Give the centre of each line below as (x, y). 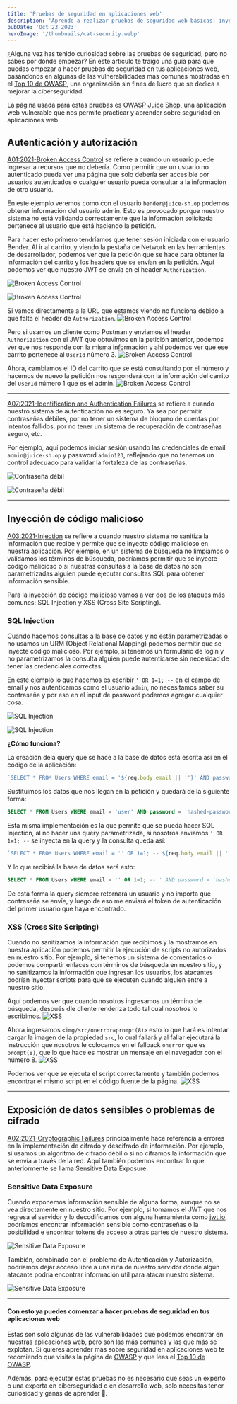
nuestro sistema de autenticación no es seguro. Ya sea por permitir (105, 411)
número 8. (22, 1060)
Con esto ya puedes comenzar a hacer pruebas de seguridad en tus (109, 1311)
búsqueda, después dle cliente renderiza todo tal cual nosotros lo (103, 1008)
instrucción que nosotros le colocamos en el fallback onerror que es (107, 1044)
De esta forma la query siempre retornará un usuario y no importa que (109, 894)
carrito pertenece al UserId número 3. (62, 355)
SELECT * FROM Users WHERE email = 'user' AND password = (94, 812)
